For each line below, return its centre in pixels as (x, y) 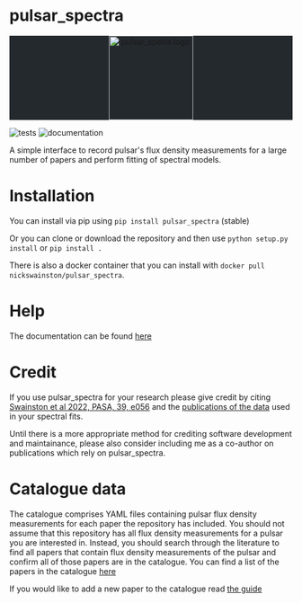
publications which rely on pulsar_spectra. (88, 452)
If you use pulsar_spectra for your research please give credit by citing (140, 397)
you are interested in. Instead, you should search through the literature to (145, 542)
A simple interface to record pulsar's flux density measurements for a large (148, 150)
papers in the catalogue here (63, 571)
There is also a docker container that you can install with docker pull (137, 265)
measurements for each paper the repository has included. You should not (147, 523)
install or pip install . (56, 247)
